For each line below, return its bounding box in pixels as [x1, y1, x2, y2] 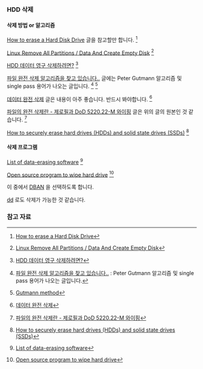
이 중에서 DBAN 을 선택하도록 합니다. [7, 184, 94, 191]
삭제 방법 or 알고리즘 [7, 21, 55, 28]
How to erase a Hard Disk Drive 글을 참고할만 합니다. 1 [7, 35, 138, 43]
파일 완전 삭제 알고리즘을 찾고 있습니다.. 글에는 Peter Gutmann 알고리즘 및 [7, 75, 183, 82]
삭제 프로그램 [7, 143, 38, 151]
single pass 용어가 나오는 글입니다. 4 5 [7, 81, 98, 90]
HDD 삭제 [7, 5, 34, 13]
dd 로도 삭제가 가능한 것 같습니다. [7, 196, 86, 203]
